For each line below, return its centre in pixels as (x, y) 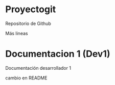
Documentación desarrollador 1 (38, 68)
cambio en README (26, 78)
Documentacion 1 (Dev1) (58, 54)
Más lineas (17, 33)
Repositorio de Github (28, 23)
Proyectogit (31, 9)
